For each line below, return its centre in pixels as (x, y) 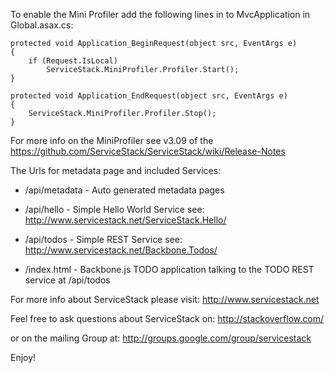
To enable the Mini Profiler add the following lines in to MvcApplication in (160, 14)
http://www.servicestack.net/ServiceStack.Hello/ (125, 220)
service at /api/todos (67, 280)
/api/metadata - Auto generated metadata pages (124, 190)
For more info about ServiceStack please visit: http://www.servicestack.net (165, 299)
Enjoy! (23, 357)
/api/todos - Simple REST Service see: (103, 239)
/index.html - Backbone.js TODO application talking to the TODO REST (169, 269)
